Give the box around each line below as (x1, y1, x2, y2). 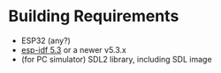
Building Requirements (8, 6, 179, 26)
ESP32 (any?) (20, 35, 72, 46)
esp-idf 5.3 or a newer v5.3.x (20, 44, 127, 55)
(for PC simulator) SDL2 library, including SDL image (20, 54, 213, 64)
